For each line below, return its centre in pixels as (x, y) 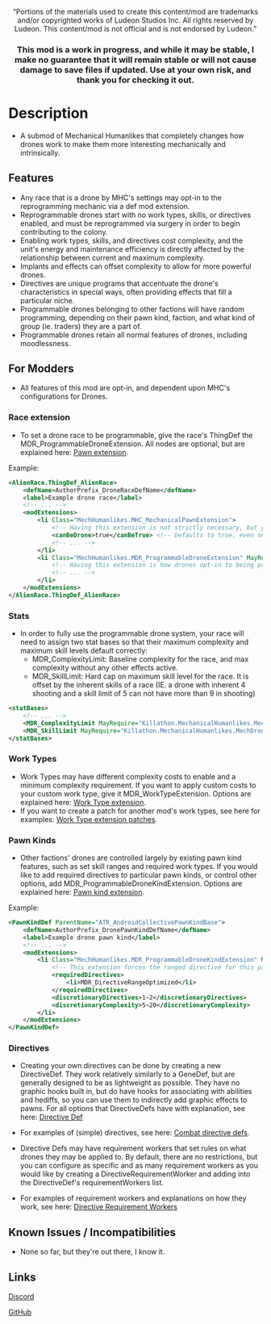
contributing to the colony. (64, 232)
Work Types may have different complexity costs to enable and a (128, 776)
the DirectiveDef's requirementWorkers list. (92, 1183)
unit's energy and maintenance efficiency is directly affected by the (132, 249)
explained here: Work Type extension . (83, 802)
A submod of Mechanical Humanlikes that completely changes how (132, 136)
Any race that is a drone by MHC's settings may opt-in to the (121, 198)
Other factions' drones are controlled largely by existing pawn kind (131, 858)
